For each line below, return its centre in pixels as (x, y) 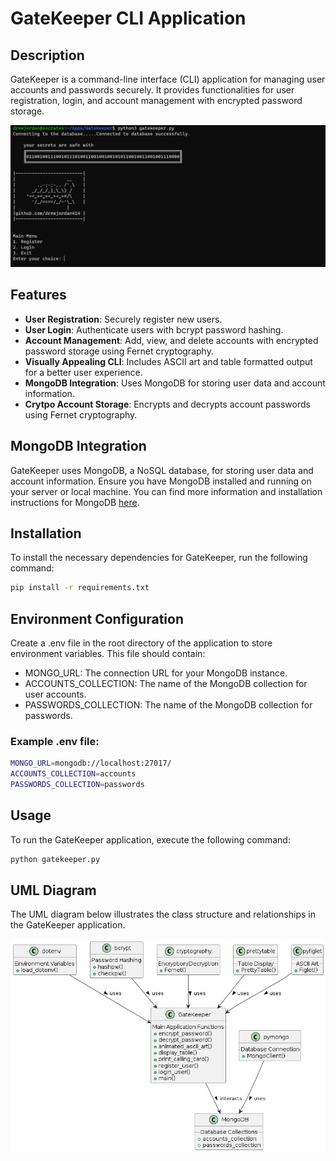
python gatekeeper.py (55, 859)
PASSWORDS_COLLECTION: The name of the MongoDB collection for (168, 705)
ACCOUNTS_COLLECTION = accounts (73, 774)
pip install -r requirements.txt (80, 588)
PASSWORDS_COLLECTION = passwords (77, 785)
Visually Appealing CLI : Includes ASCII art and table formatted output (168, 361)
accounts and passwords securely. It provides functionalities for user (152, 90)
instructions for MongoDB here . (75, 502)
